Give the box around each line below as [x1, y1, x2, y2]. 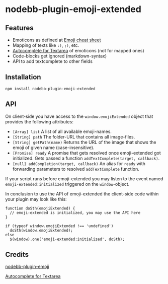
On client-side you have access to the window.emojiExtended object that [5, 113, 153, 119]
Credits [5, 250, 29, 259]
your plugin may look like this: [5, 196, 67, 202]
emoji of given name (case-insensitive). [12, 145, 95, 151]
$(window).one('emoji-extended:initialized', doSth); [10, 237, 125, 242]
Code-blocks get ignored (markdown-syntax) [12, 53, 107, 59]
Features [5, 24, 34, 32]
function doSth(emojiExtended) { [5, 205, 75, 211]
